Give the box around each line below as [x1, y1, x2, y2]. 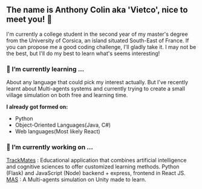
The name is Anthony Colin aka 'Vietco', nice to [6, 5, 188, 15]
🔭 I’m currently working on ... [6, 143, 94, 151]
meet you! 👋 [6, 15, 53, 25]
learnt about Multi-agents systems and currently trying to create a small [6, 85, 186, 93]
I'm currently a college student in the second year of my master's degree [6, 30, 189, 38]
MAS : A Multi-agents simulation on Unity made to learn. [6, 176, 146, 184]
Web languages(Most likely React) [15, 128, 101, 135]
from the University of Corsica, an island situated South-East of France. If [6, 36, 189, 44]
